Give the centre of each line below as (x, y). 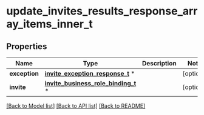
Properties (27, 46)
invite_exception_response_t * (90, 74)
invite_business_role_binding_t (90, 83)
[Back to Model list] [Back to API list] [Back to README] (76, 106)
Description (159, 63)
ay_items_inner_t (49, 24)
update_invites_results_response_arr (102, 11)
